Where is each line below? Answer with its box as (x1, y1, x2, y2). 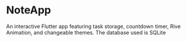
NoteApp (6, 3, 52, 17)
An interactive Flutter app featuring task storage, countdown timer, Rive (6, 23, 181, 30)
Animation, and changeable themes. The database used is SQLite (6, 29, 166, 36)
